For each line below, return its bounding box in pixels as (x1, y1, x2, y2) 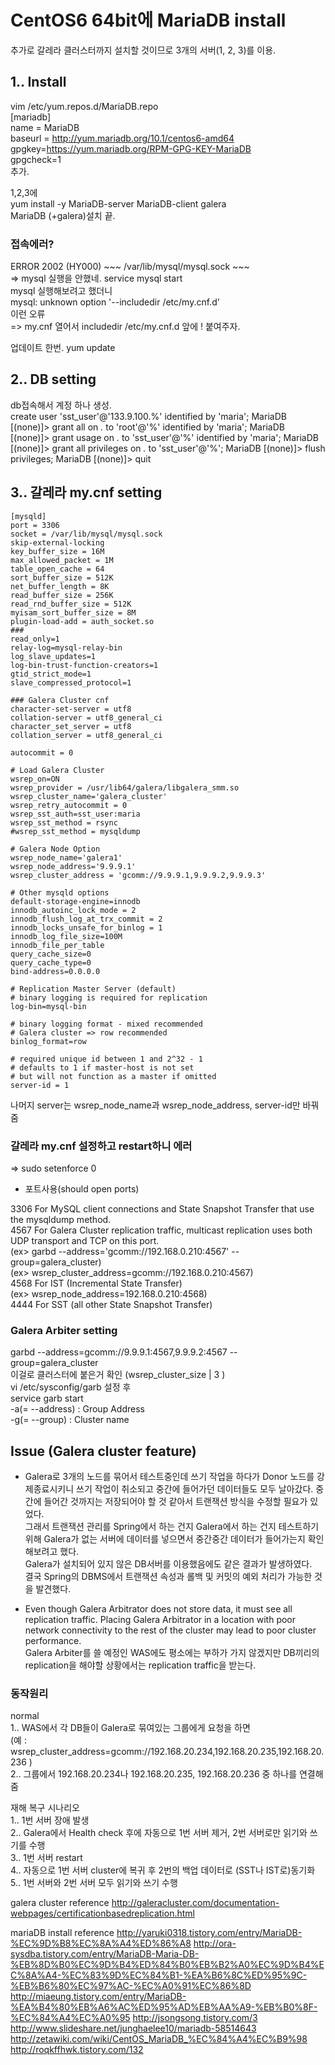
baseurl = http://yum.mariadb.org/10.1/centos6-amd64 (10, 132, 235, 144)
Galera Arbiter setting (10, 1323, 118, 1337)
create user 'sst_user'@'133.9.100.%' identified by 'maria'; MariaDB (10, 410, 287, 422)
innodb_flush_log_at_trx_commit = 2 (10, 914, 163, 924)
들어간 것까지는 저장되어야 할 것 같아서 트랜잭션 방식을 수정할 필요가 (43, 1496, 308, 1508)
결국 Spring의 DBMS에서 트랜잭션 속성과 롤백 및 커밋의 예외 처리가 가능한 (24, 1571, 313, 1583)
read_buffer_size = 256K (10, 590, 114, 600)
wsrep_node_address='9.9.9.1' (10, 861, 137, 871)
